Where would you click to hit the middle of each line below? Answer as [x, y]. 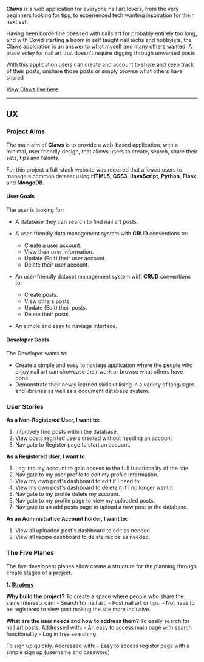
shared [15, 78]
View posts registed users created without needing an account [93, 438]
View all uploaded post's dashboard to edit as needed [83, 531]
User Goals [21, 197]
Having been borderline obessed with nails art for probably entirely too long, [102, 33]
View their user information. [59, 251]
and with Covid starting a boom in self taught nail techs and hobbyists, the [99, 40]
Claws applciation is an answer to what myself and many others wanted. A [99, 46]
